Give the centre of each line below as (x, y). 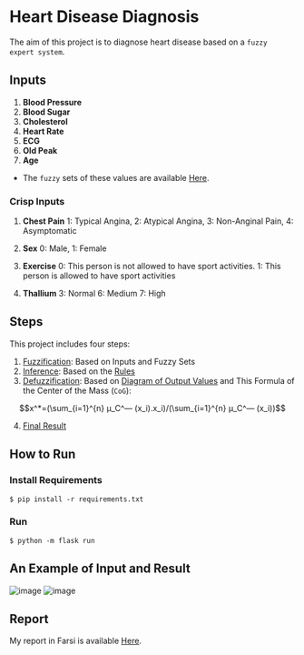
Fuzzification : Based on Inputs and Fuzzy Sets (109, 361)
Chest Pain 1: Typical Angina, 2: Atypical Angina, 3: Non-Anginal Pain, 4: (158, 221)
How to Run (43, 454)
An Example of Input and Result (100, 569)
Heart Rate (43, 131)
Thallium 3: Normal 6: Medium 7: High (94, 294)
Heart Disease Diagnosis (104, 17)
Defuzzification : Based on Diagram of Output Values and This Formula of (158, 380)
